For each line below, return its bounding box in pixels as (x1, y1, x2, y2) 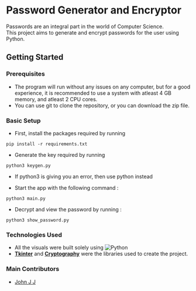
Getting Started (6, 52, 64, 62)
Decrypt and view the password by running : (14, 206, 122, 213)
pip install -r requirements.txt (6, 141, 88, 147)
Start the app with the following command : (14, 184, 119, 191)
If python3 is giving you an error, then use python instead (14, 173, 153, 180)
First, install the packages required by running (14, 129, 126, 136)
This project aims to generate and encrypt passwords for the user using (6, 29, 180, 36)
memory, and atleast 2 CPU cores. (14, 95, 98, 102)
